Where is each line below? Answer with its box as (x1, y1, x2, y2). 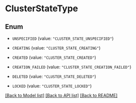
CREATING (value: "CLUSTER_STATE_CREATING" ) (12, 45, 101, 51)
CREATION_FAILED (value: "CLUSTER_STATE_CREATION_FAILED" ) (12, 64, 132, 70)
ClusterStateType (5, 3, 79, 14)
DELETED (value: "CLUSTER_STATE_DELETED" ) (12, 74, 97, 79)
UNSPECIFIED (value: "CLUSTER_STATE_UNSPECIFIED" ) (12, 35, 114, 41)
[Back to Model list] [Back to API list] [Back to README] (5, 93, 118, 98)
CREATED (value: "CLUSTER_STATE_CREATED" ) (12, 54, 97, 60)
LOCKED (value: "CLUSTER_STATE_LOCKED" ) (12, 83, 92, 89)
